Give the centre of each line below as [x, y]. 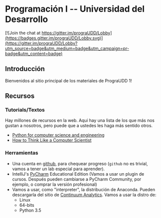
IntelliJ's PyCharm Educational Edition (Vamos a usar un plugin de [78, 174]
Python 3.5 [30, 210]
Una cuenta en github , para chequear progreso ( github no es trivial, [80, 163]
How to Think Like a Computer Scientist [52, 140]
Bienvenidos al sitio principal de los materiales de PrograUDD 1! [69, 80]
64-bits [27, 205]
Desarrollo [27, 19]
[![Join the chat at [23, 33]
